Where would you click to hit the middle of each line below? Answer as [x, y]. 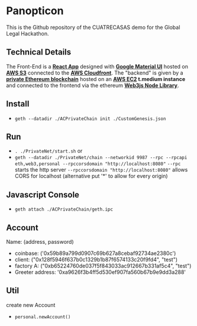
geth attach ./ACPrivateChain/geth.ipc [64, 209]
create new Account [31, 305]
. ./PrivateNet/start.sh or [49, 151]
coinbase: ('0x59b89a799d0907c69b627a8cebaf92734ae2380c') [95, 253]
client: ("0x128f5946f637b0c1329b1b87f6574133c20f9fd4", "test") [96, 259]
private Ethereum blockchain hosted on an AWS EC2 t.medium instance [96, 79]
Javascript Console [43, 194]
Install [18, 104]
